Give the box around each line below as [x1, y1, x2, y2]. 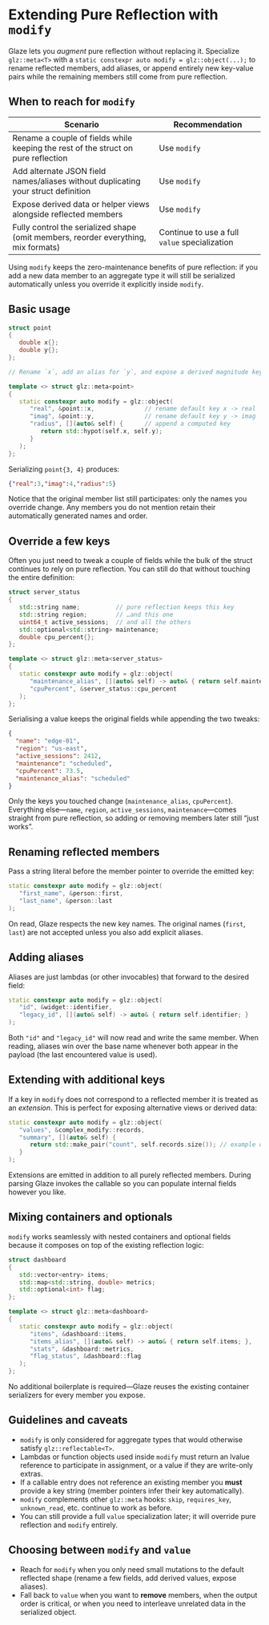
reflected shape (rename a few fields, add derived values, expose [19, 1573, 237, 1582]
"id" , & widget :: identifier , [18, 1003, 113, 1011]
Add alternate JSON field [12, 165, 106, 176]
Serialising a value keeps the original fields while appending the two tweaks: [8, 714, 260, 723]
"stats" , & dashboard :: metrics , [29, 1345, 134, 1353]
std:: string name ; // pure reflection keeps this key [18, 603, 235, 611]
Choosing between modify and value [8, 1543, 191, 1557]
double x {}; [18, 338, 59, 346]
